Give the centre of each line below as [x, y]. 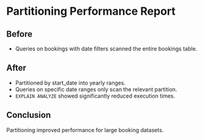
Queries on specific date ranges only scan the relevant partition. [96, 89]
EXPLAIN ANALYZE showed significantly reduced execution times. [95, 96]
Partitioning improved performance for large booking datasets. [85, 130]
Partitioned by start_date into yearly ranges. [70, 83]
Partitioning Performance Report [91, 11]
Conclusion [29, 115]
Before [19, 34]
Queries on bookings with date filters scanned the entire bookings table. [106, 49]
